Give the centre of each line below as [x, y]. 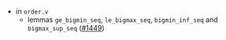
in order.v [32, 11]
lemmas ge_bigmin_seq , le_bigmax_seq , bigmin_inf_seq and [122, 20]
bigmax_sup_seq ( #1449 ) [66, 28]
